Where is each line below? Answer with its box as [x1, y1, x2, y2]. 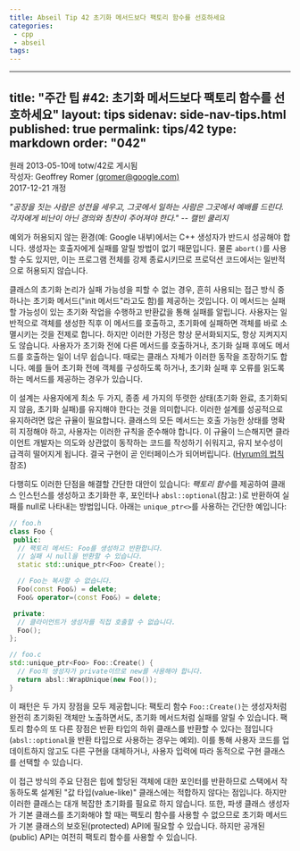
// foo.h [9, 518, 42, 527]
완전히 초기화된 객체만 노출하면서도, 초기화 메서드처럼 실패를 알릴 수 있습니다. [9, 712, 279, 722]
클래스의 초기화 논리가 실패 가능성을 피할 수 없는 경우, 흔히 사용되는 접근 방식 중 [9, 283, 286, 295]
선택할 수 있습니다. [18, 756, 83, 767]
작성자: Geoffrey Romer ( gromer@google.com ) [9, 171, 180, 181]
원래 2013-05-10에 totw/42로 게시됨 [9, 160, 138, 171]
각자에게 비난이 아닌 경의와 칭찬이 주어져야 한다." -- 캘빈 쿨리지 [9, 212, 229, 223]
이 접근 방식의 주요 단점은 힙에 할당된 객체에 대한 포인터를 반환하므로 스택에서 [9, 775, 279, 787]
